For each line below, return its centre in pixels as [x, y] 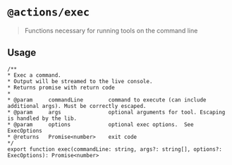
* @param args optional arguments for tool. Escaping [116, 112]
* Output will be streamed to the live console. [80, 81]
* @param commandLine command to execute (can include [107, 100]
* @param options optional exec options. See [100, 124]
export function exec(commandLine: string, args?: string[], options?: [115, 149]
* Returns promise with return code [61, 87]
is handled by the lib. [42, 118]
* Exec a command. [34, 75]
